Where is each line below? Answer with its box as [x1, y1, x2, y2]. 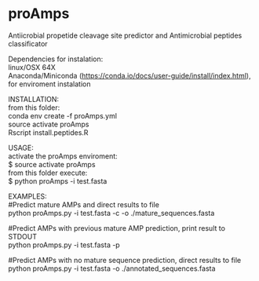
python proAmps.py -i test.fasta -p [8, 240, 120, 250]
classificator [8, 38, 49, 48]
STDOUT [8, 232, 38, 241]
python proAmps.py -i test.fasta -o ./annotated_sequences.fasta [8, 264, 216, 273]
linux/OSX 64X [8, 62, 57, 71]
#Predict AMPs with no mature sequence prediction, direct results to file [8, 255, 242, 265]
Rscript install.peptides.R [8, 127, 89, 137]
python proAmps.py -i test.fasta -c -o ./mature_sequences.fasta [8, 208, 215, 217]
